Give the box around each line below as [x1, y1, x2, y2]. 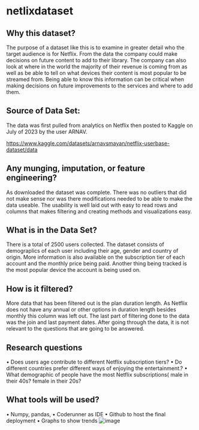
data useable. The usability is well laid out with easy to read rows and [6, 201, 178, 208]
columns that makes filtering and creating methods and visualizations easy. [6, 208, 192, 215]
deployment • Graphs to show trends [6, 417, 98, 424]
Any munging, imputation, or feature [6, 163, 146, 174]
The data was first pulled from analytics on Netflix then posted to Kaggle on [6, 122, 193, 129]
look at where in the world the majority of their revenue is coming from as [6, 63, 188, 70]
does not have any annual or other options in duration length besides [6, 306, 177, 313]
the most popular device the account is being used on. [6, 267, 141, 274]
